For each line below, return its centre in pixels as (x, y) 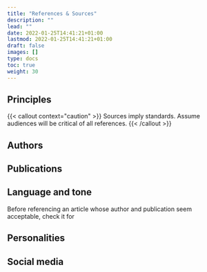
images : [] (23, 53)
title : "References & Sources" (52, 13)
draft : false (26, 46)
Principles (29, 99)
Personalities (36, 238)
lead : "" (20, 26)
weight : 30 (23, 71)
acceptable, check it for (41, 216)
